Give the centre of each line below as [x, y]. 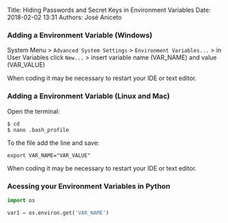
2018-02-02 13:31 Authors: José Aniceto [64, 17]
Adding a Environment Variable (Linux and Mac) [89, 96]
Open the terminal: [33, 111]
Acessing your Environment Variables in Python [89, 186]
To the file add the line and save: [53, 143]
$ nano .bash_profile [38, 130]
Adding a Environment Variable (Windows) [80, 35]
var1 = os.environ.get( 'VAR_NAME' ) [58, 213]
